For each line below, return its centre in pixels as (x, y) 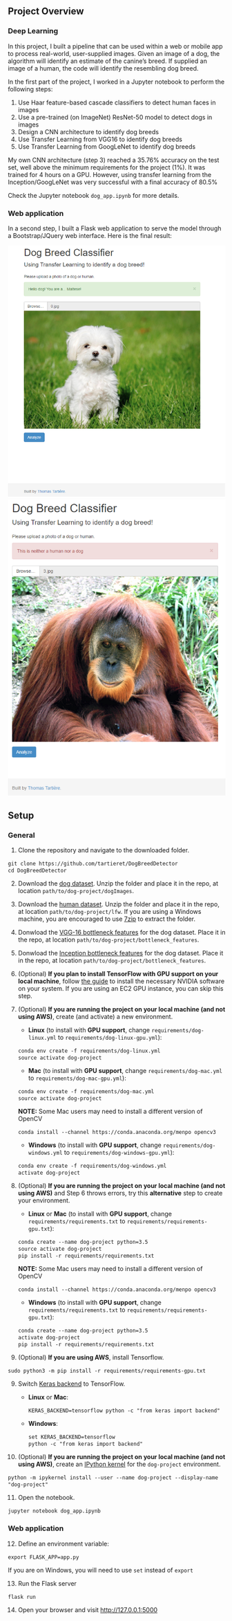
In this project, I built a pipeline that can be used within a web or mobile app (115, 46)
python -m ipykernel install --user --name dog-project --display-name (113, 1478)
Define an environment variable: (63, 1544)
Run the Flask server (47, 1583)
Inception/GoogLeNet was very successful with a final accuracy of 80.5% (113, 182)
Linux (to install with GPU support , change (89, 1030)
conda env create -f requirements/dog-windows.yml (92, 1166)
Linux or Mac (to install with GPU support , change (100, 1214)
